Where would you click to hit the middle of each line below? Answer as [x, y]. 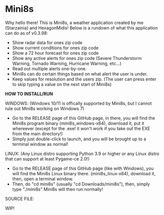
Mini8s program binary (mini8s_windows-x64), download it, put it [78, 123]
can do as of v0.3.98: [27, 33]
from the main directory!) [37, 134]
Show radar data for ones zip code [47, 42]
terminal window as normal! [40, 144]
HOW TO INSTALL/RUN [29, 94]
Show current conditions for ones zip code [55, 48]
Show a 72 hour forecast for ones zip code [55, 53]
